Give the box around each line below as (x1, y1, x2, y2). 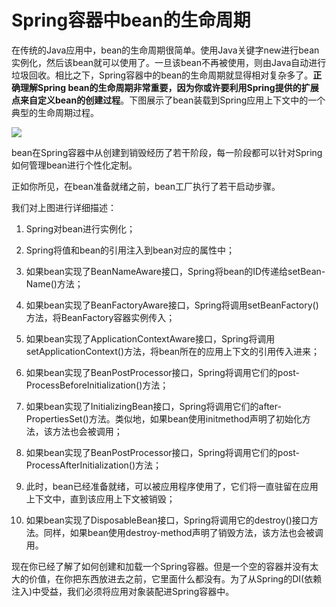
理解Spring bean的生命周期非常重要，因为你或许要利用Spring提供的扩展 (19, 81, 319, 93)
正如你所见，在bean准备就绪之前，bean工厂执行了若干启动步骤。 (11, 180, 281, 192)
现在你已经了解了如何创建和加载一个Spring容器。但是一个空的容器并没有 (11, 560, 311, 572)
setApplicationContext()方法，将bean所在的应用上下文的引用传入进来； (25, 345, 321, 357)
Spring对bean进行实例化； (25, 222, 136, 235)
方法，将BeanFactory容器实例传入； (25, 311, 176, 323)
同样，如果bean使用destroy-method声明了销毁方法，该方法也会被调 (43, 526, 324, 538)
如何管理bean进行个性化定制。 (11, 159, 138, 171)
